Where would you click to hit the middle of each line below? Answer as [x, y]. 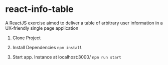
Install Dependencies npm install [47, 47]
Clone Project [27, 38]
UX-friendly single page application [42, 28]
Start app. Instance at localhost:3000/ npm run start [67, 57]
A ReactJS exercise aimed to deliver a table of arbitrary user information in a [84, 23]
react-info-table [39, 9]
